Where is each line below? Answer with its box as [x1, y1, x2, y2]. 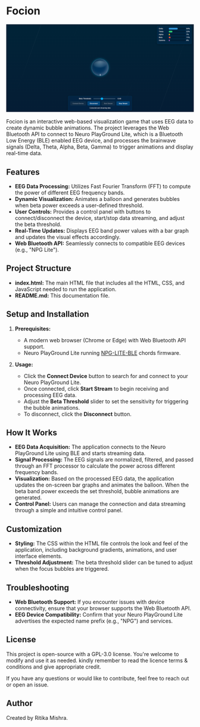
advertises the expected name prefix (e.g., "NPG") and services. [14, 617, 173, 624]
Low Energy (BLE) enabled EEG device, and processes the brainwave [6, 137, 176, 144]
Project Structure [6, 264, 71, 274]
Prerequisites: [14, 325, 51, 332]
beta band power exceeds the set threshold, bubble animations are [14, 488, 180, 495]
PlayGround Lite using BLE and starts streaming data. [14, 450, 146, 457]
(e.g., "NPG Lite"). [14, 246, 60, 253]
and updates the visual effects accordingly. [14, 234, 121, 241]
